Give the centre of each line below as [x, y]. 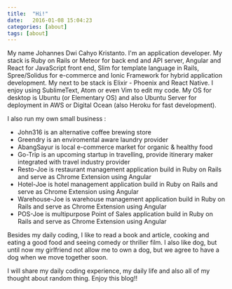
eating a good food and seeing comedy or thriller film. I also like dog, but [112, 243]
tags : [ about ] [28, 33]
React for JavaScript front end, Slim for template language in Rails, [103, 68]
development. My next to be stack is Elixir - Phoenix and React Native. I [110, 83]
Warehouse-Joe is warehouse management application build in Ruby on [121, 199]
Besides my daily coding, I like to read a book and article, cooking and [108, 235]
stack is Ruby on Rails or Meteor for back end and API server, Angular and [114, 61]
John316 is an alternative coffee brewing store [84, 132]
